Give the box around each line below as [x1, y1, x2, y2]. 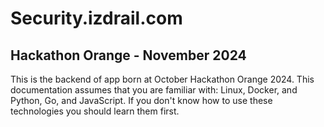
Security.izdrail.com [10, 7, 183, 30]
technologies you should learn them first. [10, 105, 180, 117]
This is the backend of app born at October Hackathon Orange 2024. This [10, 73, 315, 85]
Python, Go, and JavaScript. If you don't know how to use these [10, 95, 273, 106]
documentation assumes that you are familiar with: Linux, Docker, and [10, 84, 298, 96]
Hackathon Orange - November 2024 [10, 47, 247, 64]
